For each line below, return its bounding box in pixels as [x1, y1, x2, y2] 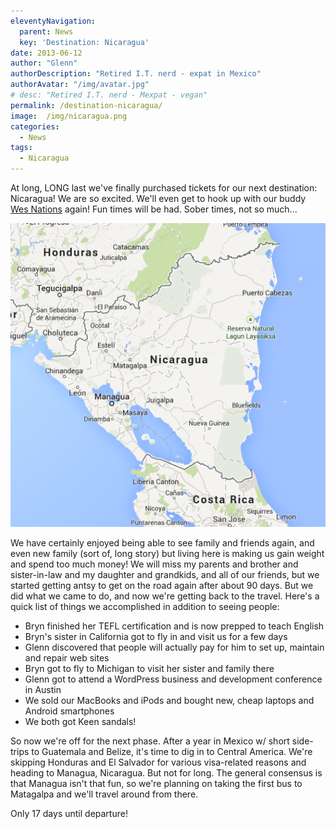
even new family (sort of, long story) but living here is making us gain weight [10, 547, 325, 559]
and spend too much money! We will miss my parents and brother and [10, 558, 299, 570]
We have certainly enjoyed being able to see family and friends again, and [10, 536, 315, 549]
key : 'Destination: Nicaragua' [19, 37, 150, 47]
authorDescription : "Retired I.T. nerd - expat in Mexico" [10, 69, 262, 79]
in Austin [24, 683, 62, 695]
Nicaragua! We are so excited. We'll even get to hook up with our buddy [10, 193, 307, 204]
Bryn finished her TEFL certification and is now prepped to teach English [24, 620, 325, 632]
